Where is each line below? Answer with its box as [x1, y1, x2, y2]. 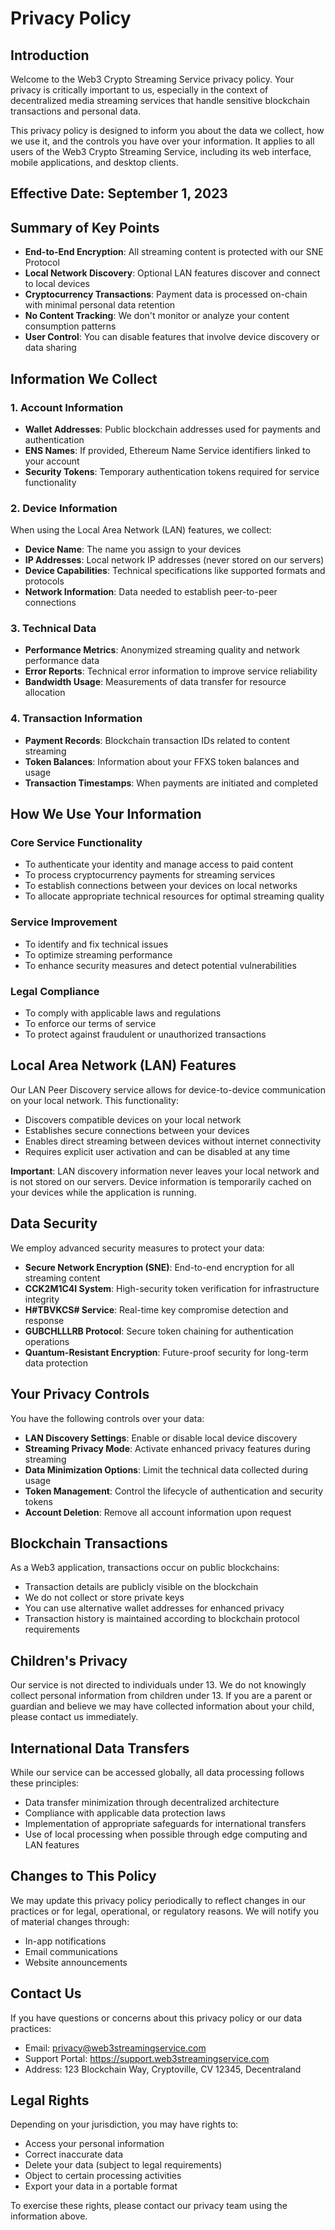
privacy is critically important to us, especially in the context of [10, 84, 269, 96]
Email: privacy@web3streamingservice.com [24, 2042, 207, 2054]
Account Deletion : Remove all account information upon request [24, 1506, 292, 1518]
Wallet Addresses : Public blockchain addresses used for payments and [24, 423, 321, 435]
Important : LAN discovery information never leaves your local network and [10, 1165, 320, 1177]
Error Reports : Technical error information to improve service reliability [24, 665, 318, 677]
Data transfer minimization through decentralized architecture [24, 1796, 280, 1808]
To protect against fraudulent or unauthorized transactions [24, 1028, 267, 1041]
